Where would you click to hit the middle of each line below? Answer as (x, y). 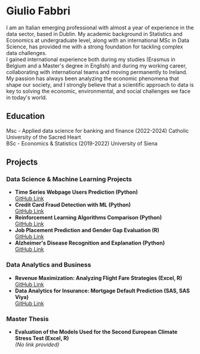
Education (26, 116)
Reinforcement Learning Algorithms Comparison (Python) (88, 218)
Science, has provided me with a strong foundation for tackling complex (95, 47)
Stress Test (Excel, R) (42, 338)
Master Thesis (27, 319)
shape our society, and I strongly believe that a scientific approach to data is (100, 84)
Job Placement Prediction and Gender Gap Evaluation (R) (87, 230)
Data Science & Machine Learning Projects (69, 179)
